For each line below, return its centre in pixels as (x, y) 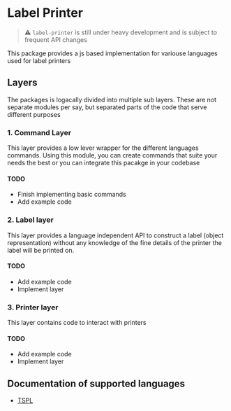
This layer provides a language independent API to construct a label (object (115, 235)
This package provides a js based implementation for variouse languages (112, 53)
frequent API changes (55, 39)
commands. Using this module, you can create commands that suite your (112, 155)
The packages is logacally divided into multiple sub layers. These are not (112, 99)
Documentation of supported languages (96, 383)
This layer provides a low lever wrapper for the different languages (103, 148)
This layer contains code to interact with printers (77, 323)
